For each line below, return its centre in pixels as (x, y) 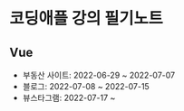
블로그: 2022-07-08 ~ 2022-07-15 (86, 86)
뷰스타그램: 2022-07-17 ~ (69, 97)
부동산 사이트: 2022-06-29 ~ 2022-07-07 (98, 75)
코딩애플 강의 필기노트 (86, 18)
